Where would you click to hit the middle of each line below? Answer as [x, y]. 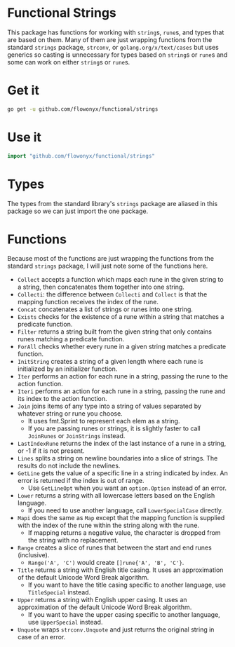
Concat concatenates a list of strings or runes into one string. [105, 309]
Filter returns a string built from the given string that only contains [115, 332]
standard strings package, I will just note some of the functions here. [108, 266]
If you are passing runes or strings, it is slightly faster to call [114, 428]
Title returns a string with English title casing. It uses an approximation [120, 570]
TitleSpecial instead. [59, 592]
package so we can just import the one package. [78, 211]
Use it [25, 137]
